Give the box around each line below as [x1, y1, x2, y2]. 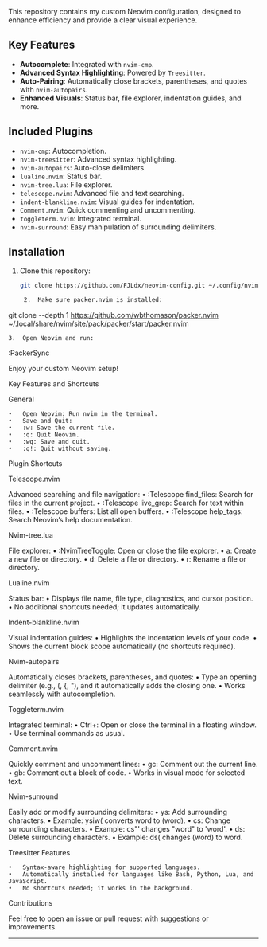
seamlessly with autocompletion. [8, 689, 116, 699]
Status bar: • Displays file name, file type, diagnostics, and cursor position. [8, 593, 253, 604]
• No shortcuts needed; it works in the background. [8, 884, 194, 893]
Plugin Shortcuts [8, 459, 63, 468]
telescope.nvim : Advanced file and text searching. [19, 188, 184, 198]
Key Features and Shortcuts [8, 379, 99, 389]
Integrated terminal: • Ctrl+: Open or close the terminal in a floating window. [8, 720, 257, 730]
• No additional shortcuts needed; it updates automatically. [8, 602, 201, 612]
